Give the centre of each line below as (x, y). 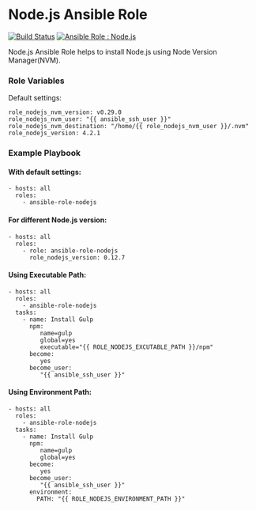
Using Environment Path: (50, 392)
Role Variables (36, 81)
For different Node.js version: (58, 220)
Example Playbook (45, 153)
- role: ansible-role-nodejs (70, 251)
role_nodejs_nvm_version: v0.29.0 (65, 112)
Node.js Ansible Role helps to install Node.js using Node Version (113, 51)
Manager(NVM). (34, 60)
